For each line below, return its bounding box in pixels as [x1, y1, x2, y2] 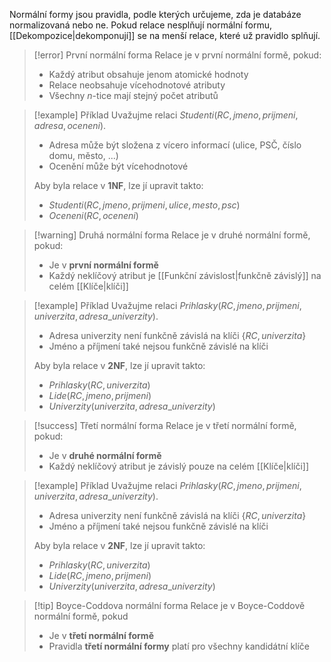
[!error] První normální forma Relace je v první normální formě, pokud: [33, 49, 322, 61]
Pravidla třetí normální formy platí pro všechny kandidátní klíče [48, 640, 311, 652]
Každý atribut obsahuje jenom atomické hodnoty [48, 69, 249, 80]
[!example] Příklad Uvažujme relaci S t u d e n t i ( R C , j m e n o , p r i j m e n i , [33, 109, 299, 121]
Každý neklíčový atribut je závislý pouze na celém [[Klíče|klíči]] [48, 460, 310, 472]
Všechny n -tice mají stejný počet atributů [48, 90, 219, 101]
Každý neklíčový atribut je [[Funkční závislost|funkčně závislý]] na [48, 270, 322, 281]
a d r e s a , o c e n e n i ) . [33, 120, 107, 131]
